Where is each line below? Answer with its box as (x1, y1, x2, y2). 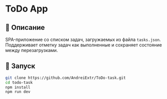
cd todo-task (5, 80, 33, 85)
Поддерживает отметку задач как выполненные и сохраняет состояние (5, 42, 162, 48)
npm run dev (5, 89, 30, 94)
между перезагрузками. (5, 47, 58, 53)
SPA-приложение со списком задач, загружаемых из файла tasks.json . (5, 36, 161, 42)
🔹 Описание (5, 23, 45, 32)
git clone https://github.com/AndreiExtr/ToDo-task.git (5, 75, 126, 80)
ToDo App (5, 3, 48, 15)
